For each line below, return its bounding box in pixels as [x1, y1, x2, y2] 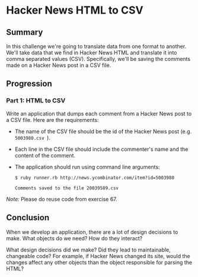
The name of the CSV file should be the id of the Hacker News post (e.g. [14, 128, 192, 135]
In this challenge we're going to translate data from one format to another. [6, 43, 187, 50]
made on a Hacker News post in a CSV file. [6, 62, 111, 69]
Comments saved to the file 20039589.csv [14, 185, 119, 191]
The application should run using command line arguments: [14, 163, 160, 170]
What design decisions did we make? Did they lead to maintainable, [6, 246, 171, 253]
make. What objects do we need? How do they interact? [6, 234, 143, 241]
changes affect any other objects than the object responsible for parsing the [6, 259, 193, 266]
